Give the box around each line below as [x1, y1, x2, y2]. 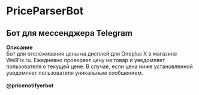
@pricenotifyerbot [6, 82, 54, 89]
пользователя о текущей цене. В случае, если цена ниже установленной [6, 63, 193, 70]
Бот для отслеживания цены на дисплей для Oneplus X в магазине [6, 50, 177, 57]
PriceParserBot [6, 4, 84, 18]
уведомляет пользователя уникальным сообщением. [6, 69, 143, 76]
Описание [6, 44, 33, 51]
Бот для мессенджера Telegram [6, 28, 133, 38]
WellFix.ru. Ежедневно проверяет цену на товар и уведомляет [6, 57, 165, 63]
